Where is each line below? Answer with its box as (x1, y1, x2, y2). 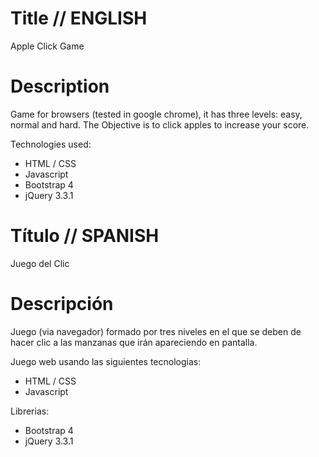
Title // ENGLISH (10, 7, 148, 30)
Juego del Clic (10, 257, 70, 269)
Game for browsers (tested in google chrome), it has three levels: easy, (10, 108, 303, 120)
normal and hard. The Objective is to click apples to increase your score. (10, 118, 310, 131)
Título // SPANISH (10, 225, 160, 247)
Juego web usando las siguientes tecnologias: (10, 355, 202, 367)
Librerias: (10, 405, 50, 417)
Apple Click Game (10, 40, 85, 52)
